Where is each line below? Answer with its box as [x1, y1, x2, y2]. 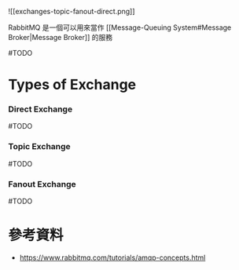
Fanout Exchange [8, 178, 76, 189]
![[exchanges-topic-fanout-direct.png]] [8, 7, 135, 16]
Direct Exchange [8, 104, 73, 115]
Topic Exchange [8, 141, 71, 152]
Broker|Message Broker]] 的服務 [8, 33, 112, 42]
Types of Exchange [8, 76, 137, 93]
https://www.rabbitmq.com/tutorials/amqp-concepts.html [19, 253, 206, 262]
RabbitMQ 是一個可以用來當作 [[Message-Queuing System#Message [8, 23, 232, 32]
